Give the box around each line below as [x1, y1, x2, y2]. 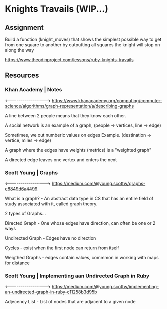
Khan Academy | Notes [5, 86, 62, 93]
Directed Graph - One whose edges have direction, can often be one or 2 [5, 220, 156, 226]
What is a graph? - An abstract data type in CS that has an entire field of [5, 195, 154, 201]
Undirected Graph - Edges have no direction [5, 235, 96, 241]
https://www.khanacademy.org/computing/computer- [51, 97, 162, 103]
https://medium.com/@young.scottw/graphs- [51, 180, 146, 186]
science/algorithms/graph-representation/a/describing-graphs [5, 103, 134, 109]
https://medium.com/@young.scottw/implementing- [51, 284, 159, 290]
